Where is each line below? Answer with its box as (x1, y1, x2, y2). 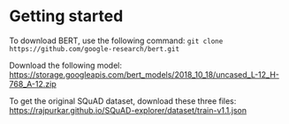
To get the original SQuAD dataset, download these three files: (9, 95, 237, 106)
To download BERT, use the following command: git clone (9, 35, 224, 46)
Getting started (9, 6, 124, 26)
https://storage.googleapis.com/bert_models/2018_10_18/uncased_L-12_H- (9, 69, 280, 80)
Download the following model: (9, 60, 122, 70)
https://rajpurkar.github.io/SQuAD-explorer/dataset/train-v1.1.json (9, 105, 247, 115)
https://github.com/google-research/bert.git (9, 44, 179, 54)
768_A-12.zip (9, 78, 57, 89)
